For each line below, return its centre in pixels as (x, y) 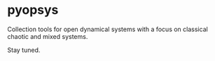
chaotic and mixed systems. (48, 36)
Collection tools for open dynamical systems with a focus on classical (107, 29)
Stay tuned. (24, 50)
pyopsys (33, 10)
